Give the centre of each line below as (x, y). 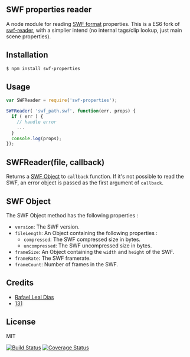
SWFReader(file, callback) (55, 162)
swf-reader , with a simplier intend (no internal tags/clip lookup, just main (94, 30)
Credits (20, 283)
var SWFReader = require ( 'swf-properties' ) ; (62, 100)
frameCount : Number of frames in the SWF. (66, 264)
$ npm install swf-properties (43, 68)
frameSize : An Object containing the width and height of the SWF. (94, 252)
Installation (27, 55)
